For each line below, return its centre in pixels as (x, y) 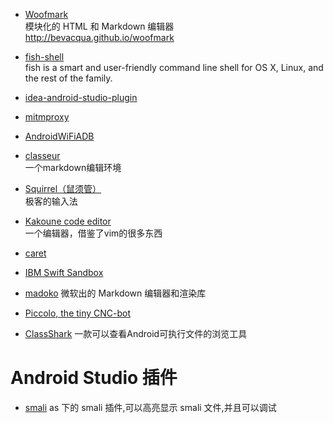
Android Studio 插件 (94, 378)
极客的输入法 (51, 201)
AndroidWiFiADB (59, 136)
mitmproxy (47, 117)
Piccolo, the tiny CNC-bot (78, 313)
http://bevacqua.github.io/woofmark (99, 37)
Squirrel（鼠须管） (63, 188)
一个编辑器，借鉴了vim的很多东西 (93, 233)
